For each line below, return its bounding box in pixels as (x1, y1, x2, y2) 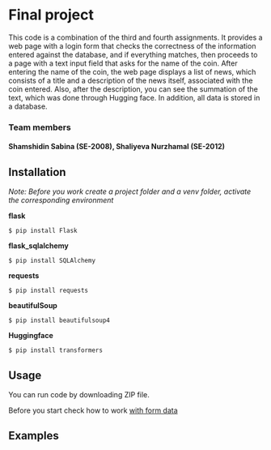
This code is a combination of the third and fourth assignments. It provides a (8, 32, 263, 42)
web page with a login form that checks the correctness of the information (8, 41, 256, 50)
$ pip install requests (8, 286, 89, 295)
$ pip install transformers (8, 346, 104, 354)
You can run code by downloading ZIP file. (8, 390, 150, 400)
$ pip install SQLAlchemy (8, 257, 95, 265)
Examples (8, 429, 59, 443)
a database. (8, 101, 48, 111)
